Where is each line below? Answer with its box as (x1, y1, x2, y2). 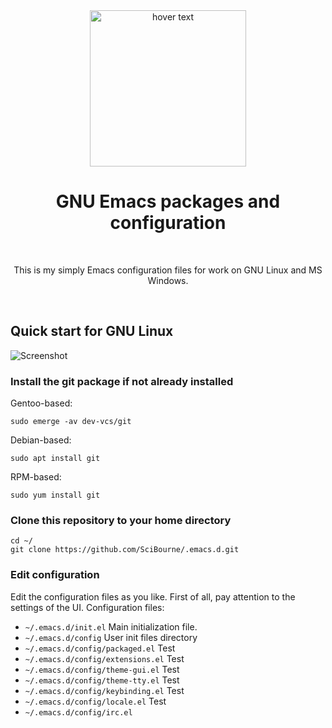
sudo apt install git (10, 454, 101, 464)
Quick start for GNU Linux (10, 323, 174, 340)
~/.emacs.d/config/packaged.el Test (24, 642, 176, 654)
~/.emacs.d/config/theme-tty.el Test (24, 674, 180, 686)
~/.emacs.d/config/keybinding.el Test (24, 684, 185, 696)
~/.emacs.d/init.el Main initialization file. (24, 620, 198, 633)
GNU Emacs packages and (55, 190, 281, 213)
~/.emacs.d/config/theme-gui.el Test (24, 663, 180, 675)
